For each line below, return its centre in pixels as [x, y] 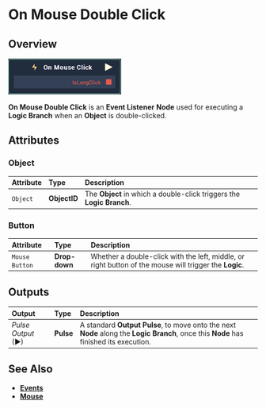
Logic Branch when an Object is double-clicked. [87, 115]
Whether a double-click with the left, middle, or [168, 256]
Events [31, 388]
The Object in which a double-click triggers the [162, 194]
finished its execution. [116, 342]
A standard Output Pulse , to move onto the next [158, 325]
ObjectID [63, 198]
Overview [33, 44]
